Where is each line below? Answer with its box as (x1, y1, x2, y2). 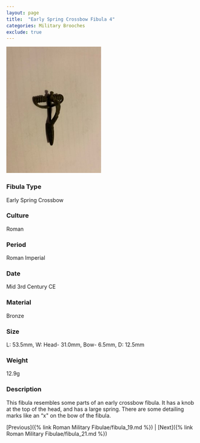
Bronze (6, 312, 24, 319)
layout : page (6, 10, 39, 16)
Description (6, 385, 42, 394)
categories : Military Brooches (6, 22, 85, 29)
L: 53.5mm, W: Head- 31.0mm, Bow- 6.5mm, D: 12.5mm (6, 341, 145, 348)
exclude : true (6, 29, 42, 35)
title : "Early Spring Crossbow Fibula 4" (6, 16, 115, 22)
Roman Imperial (6, 254, 45, 262)
